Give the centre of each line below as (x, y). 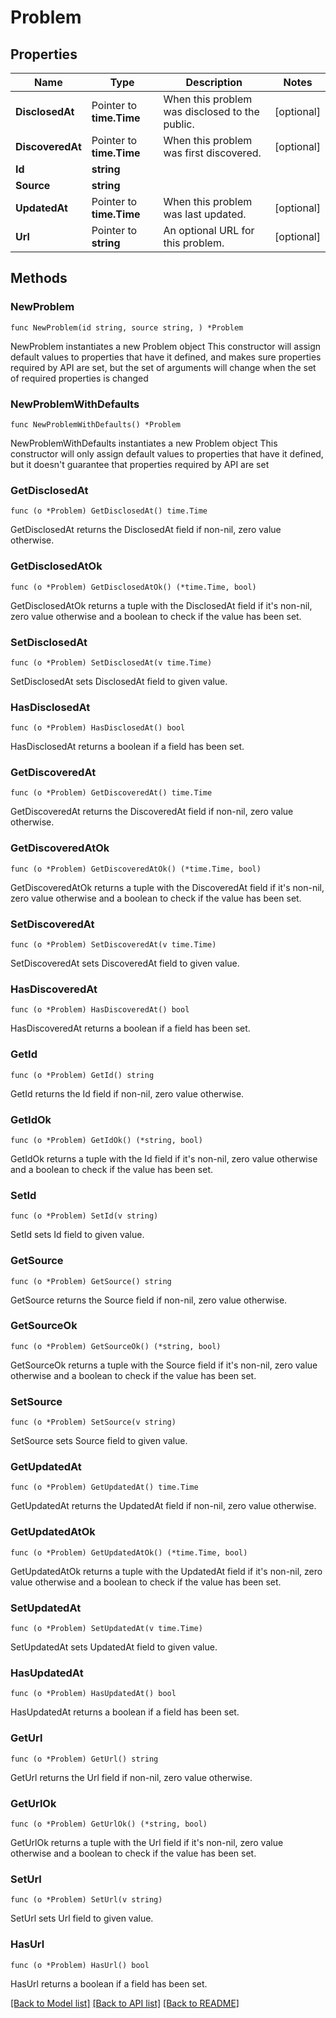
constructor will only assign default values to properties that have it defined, (167, 453)
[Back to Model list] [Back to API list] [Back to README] (125, 2003)
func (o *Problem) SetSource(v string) (93, 1422)
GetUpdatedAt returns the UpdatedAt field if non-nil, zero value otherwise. (163, 1506)
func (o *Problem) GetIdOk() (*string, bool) (106, 1140)
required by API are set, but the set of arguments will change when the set (163, 367)
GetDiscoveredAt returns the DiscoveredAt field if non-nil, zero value (152, 812)
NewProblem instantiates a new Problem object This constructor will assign (166, 346)
